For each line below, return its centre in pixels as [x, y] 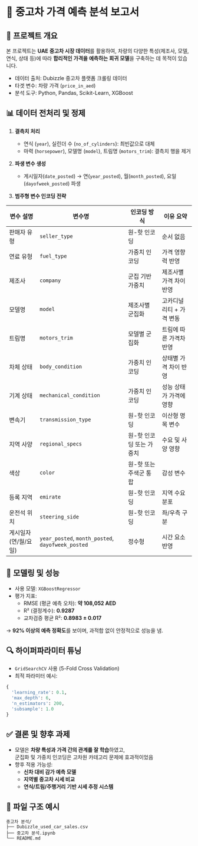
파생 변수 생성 [30, 163]
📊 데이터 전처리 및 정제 [46, 113]
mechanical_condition [70, 395]
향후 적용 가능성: [34, 764]
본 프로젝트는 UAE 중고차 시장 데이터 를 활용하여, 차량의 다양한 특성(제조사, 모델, [98, 51]
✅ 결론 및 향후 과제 [38, 734]
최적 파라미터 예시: [36, 676]
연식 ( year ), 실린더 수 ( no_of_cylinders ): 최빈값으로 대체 [89, 143]
